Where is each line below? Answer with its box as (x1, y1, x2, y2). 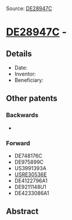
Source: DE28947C (6, 5, 52, 12)
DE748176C (14, 152, 42, 159)
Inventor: (14, 70, 36, 77)
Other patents (6, 94, 58, 104)
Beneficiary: (14, 77, 44, 84)
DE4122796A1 (14, 177, 48, 184)
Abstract (6, 207, 39, 216)
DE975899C (14, 158, 44, 166)
